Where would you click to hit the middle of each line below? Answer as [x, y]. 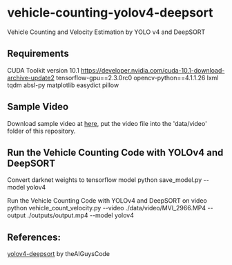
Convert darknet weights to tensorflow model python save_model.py [105, 180]
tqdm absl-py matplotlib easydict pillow [63, 85]
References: [34, 237]
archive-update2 [31, 77]
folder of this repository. [41, 131]
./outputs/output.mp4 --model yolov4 [81, 215]
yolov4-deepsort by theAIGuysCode [59, 254]
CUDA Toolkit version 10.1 [43, 70]
